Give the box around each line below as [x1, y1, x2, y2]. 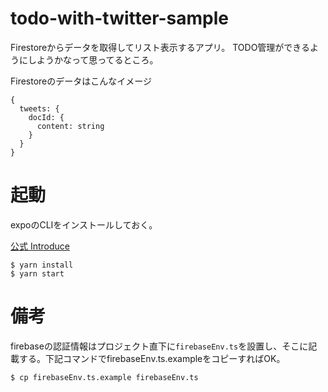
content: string [36, 121, 105, 131]
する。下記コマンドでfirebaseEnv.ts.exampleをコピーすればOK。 [18, 352, 286, 364]
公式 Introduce [10, 240, 70, 252]
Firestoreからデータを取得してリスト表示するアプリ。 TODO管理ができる [10, 41, 311, 53]
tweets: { [19, 103, 60, 114]
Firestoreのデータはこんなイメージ [10, 75, 153, 87]
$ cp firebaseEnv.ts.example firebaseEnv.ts [10, 372, 199, 382]
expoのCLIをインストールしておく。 [10, 218, 158, 231]
